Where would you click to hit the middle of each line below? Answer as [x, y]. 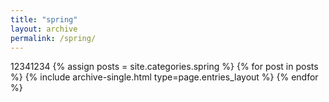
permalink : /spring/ [53, 38]
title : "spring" [44, 19]
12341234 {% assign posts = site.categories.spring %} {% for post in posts [164, 67]
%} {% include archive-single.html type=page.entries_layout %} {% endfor [164, 77]
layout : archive [44, 29]
